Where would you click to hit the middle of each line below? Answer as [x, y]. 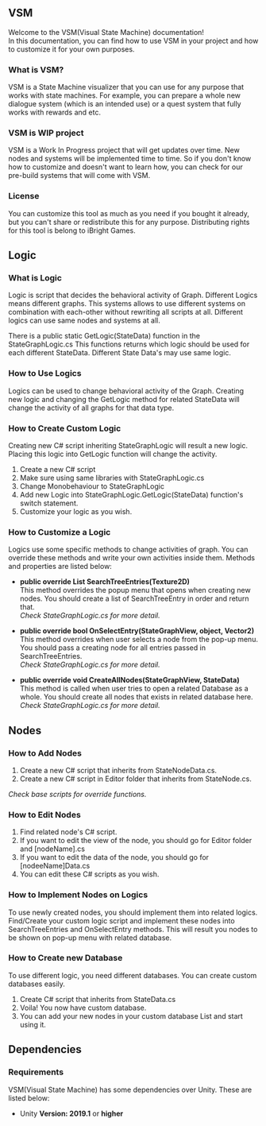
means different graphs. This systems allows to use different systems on [127, 304]
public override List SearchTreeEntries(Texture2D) [105, 582]
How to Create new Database [66, 958]
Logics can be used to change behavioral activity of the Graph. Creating [126, 391]
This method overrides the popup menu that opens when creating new [135, 590]
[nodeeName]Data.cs [55, 866]
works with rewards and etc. [55, 112]
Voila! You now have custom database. [83, 1008]
